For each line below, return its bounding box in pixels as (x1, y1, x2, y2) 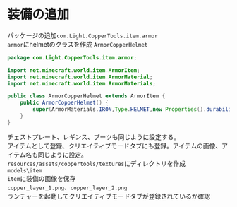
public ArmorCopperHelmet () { (20, 100, 109, 107)
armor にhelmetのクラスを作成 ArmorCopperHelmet (7, 40, 148, 48)
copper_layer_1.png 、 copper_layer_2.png (7, 183, 128, 191)
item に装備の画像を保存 (7, 174, 76, 182)
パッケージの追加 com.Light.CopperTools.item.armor (7, 31, 158, 40)
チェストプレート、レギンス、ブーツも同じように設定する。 (7, 132, 181, 141)
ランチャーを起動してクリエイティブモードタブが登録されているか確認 (7, 191, 210, 200)
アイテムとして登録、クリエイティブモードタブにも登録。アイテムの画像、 (7, 141, 222, 150)
